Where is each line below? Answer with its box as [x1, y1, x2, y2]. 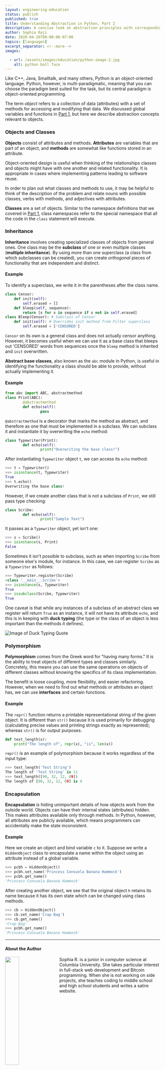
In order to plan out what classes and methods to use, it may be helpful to [5, 185, 154, 191]
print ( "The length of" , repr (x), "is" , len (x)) [14, 741, 113, 746]
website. [59, 988, 77, 994]
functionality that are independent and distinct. [5, 260, 100, 266]
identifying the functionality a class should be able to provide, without [5, 363, 146, 369]
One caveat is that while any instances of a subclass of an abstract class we [5, 605, 160, 611]
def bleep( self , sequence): [14, 305, 71, 310]
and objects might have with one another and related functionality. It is [5, 165, 148, 171]
